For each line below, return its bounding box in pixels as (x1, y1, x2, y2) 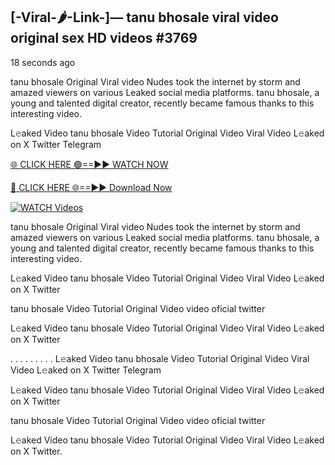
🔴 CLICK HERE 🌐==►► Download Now (10, 181, 173, 193)
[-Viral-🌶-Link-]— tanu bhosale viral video (10, 9, 279, 26)
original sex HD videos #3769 (10, 30, 198, 47)
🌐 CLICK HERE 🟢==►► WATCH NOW (10, 158, 169, 170)
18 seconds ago (10, 56, 76, 68)
